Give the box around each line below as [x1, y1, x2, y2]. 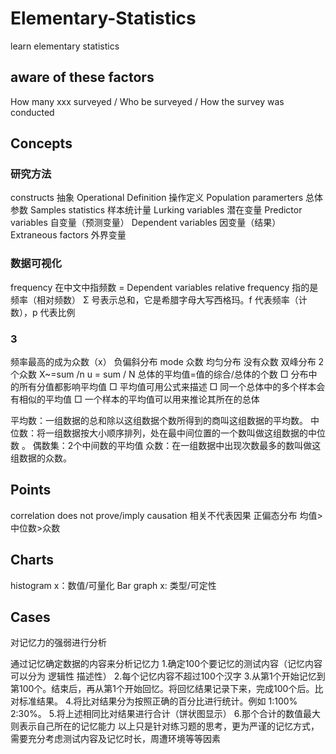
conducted [10, 106, 55, 118]
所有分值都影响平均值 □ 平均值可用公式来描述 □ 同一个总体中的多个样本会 [18, 381, 326, 393]
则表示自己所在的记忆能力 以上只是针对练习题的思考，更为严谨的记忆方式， [10, 720, 320, 732]
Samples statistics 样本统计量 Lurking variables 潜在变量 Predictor [29, 204, 303, 216]
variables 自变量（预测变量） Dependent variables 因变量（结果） [10, 217, 282, 229]
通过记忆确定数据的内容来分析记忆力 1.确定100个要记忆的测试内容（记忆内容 [10, 658, 323, 670]
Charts [10, 552, 55, 569]
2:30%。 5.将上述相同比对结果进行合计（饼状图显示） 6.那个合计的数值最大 [10, 708, 321, 720]
